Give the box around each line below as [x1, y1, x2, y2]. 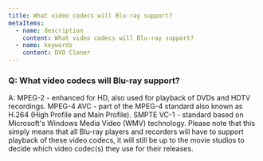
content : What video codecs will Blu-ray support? [22, 33, 194, 42]
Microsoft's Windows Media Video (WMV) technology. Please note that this [8, 119, 256, 128]
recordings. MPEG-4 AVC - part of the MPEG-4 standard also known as [8, 101, 243, 112]
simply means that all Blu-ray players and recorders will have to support [8, 127, 244, 136]
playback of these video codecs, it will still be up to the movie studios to [8, 135, 245, 145]
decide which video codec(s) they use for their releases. [8, 144, 194, 154]
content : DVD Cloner [22, 49, 91, 57]
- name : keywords [15, 41, 73, 49]
